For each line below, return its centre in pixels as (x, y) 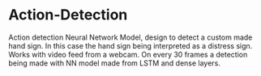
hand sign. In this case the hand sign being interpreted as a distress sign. (130, 45)
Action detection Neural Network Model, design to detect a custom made (130, 37)
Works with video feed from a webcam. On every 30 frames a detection (128, 54)
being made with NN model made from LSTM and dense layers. (114, 63)
